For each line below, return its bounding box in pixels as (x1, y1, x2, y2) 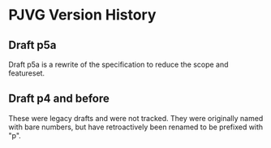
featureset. (8, 68, 45, 78)
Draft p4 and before (8, 92, 110, 106)
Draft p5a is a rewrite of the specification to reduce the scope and (8, 59, 229, 69)
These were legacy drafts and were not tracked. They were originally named (8, 113, 264, 123)
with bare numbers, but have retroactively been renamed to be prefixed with (8, 122, 264, 132)
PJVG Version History (8, 6, 157, 24)
